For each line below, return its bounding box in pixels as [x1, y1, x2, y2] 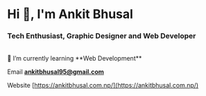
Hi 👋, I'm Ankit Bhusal [7, 6, 134, 22]
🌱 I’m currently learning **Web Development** [7, 54, 142, 63]
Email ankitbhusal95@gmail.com [7, 67, 104, 76]
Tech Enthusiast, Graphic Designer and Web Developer [7, 31, 196, 41]
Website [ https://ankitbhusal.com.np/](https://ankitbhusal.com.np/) [7, 81, 199, 90]
